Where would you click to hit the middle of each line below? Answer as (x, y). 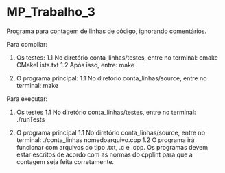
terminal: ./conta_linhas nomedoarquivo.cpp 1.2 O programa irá (105, 140)
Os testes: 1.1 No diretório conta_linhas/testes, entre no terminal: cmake (117, 57)
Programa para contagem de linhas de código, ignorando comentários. (107, 31)
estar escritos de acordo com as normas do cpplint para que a (104, 154)
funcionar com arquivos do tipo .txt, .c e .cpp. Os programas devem (112, 147)
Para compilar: (27, 44)
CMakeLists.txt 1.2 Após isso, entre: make (75, 65)
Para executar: (27, 99)
